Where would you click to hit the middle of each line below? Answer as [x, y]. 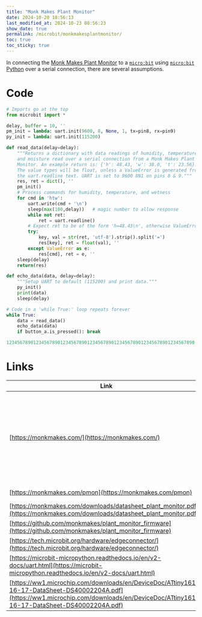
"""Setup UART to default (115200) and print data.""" [87, 282]
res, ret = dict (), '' [45, 181]
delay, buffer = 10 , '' [36, 126]
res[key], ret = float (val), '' [79, 243]
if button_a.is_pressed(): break [59, 332]
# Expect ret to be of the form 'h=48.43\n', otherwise [99, 226]
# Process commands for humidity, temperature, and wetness [94, 193]
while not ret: [47, 215]
